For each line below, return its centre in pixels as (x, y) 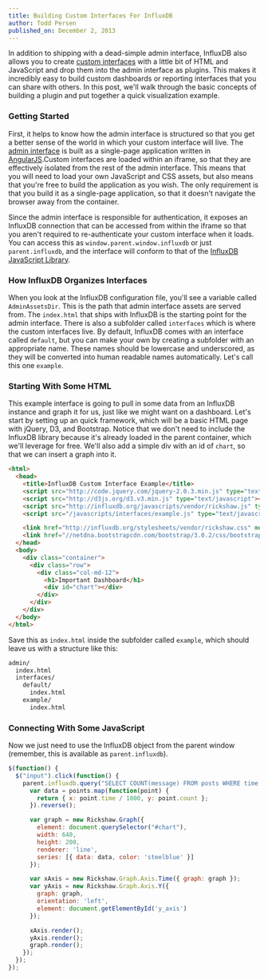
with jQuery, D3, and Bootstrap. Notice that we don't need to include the (127, 429)
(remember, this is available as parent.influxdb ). (89, 754)
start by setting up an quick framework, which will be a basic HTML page (128, 421)
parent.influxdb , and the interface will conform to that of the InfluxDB (124, 251)
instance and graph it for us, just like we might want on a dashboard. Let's (130, 412)
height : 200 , (59, 842)
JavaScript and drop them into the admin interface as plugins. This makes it (132, 70)
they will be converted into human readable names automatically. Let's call (131, 357)
